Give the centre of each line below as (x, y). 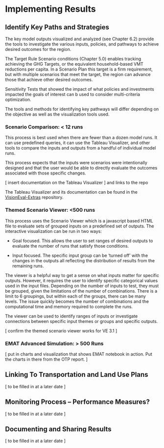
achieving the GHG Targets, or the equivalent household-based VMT (74, 64)
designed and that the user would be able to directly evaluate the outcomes (81, 168)
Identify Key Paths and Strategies (57, 27)
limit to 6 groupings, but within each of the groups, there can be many (75, 296)
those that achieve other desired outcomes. (49, 80)
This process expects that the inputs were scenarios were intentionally (76, 163)
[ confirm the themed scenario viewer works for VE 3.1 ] (61, 331)
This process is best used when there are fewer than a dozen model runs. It (81, 138)
